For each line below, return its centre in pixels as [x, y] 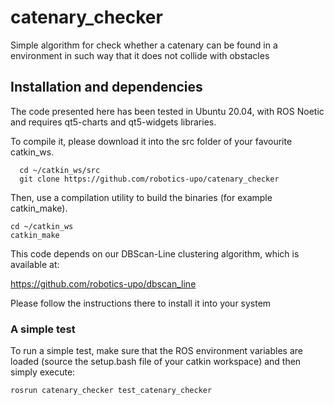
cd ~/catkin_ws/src [60, 170]
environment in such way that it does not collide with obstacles [140, 55]
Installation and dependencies [106, 87]
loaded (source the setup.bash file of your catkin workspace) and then [156, 362]
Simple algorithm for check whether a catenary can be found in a [144, 45]
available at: [35, 264]
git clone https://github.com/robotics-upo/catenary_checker [149, 179]
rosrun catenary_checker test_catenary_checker [111, 391]
